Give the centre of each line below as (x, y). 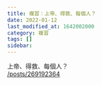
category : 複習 (28, 33)
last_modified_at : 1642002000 (51, 26)
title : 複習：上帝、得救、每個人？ (52, 13)
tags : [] (20, 39)
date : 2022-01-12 (32, 20)
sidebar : (20, 46)
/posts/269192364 (34, 74)
